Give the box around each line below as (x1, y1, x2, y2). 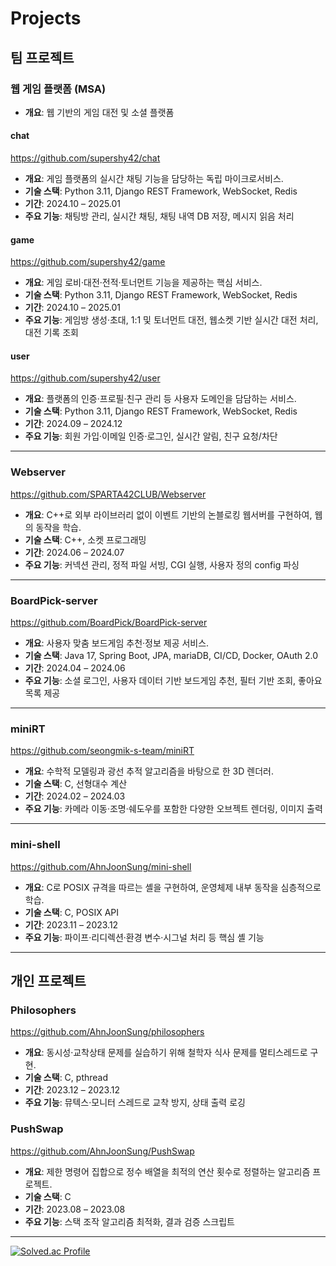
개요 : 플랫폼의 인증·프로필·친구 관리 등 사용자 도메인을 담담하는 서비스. (24, 393, 297, 405)
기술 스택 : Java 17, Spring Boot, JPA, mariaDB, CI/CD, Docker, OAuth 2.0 (24, 650, 319, 662)
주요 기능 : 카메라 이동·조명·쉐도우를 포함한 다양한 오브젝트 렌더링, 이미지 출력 (24, 803, 323, 815)
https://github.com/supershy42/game (10, 256, 166, 268)
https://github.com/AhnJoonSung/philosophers (10, 1026, 205, 1038)
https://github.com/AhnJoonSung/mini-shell (10, 860, 192, 872)
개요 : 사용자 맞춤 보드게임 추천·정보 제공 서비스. (24, 637, 210, 649)
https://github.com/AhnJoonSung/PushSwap (10, 1145, 195, 1157)
